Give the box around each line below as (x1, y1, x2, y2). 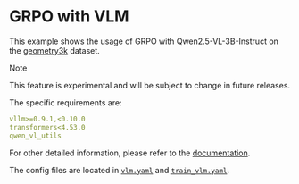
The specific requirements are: (9, 96, 122, 108)
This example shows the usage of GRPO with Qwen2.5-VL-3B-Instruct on (9, 36, 279, 46)
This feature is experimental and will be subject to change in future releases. (9, 79, 291, 90)
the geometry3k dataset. (9, 45, 100, 55)
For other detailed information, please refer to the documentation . (9, 147, 251, 158)
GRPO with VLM (9, 6, 129, 27)
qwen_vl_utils (9, 131, 62, 140)
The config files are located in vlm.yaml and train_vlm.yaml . (9, 164, 230, 175)
